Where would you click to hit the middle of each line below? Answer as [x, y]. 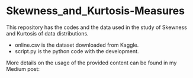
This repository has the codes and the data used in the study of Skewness [97, 27]
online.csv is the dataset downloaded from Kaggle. [77, 45]
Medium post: [23, 69]
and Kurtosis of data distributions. [47, 33]
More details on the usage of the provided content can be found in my [91, 63]
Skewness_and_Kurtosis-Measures [96, 11]
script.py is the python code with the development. [77, 51]
